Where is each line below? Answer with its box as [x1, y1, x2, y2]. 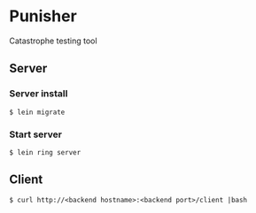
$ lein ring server [9, 148, 81, 156]
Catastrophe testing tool [9, 35, 97, 46]
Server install [9, 87, 68, 100]
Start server [9, 128, 62, 141]
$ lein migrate [9, 108, 66, 117]
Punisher [9, 6, 77, 27]
